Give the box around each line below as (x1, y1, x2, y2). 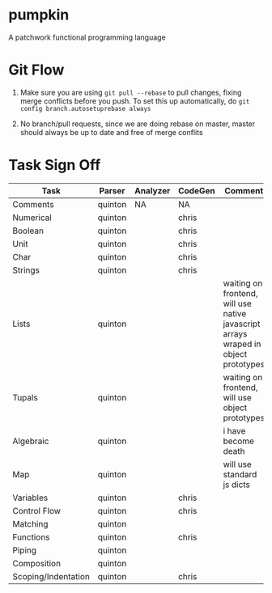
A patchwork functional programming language (8, 32, 166, 42)
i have (223, 425, 246, 436)
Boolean (12, 225, 45, 236)
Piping (12, 544, 37, 556)
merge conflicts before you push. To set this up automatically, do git (19, 95, 250, 106)
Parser (99, 184, 125, 196)
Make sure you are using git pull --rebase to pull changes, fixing (19, 87, 242, 97)
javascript (223, 318, 261, 329)
